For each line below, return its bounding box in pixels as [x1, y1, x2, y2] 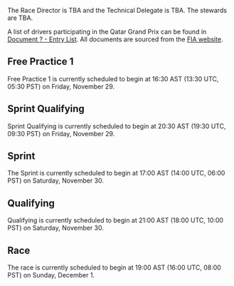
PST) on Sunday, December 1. [7, 271, 95, 280]
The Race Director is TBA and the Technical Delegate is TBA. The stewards [7, 6, 228, 14]
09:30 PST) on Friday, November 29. [7, 129, 115, 138]
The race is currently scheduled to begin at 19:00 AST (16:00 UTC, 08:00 [7, 263, 222, 272]
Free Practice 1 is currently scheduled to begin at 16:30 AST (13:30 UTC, [7, 74, 219, 83]
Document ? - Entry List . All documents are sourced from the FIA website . [7, 35, 223, 44]
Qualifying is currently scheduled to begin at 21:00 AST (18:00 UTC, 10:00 [7, 216, 224, 225]
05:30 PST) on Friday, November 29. [7, 82, 115, 91]
